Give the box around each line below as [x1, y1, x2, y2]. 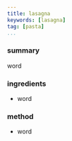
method [7, 111, 34, 121]
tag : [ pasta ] [7, 23, 45, 30]
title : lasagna [7, 10, 51, 17]
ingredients [7, 79, 47, 88]
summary [7, 46, 40, 55]
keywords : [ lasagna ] [7, 17, 67, 23]
